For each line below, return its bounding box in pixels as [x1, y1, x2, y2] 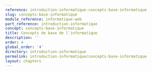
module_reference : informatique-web [5, 16, 82, 21]
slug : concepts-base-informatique [5, 12, 78, 17]
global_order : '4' [5, 44, 44, 49]
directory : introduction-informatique [5, 49, 86, 54]
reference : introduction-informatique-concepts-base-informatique [5, 7, 147, 12]
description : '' [5, 35, 39, 40]
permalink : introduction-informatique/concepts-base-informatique [5, 53, 147, 59]
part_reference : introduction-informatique [5, 21, 98, 26]
